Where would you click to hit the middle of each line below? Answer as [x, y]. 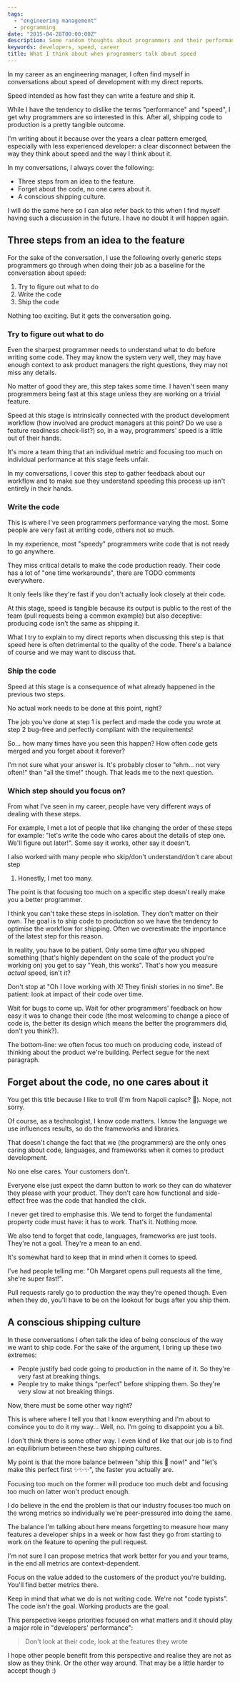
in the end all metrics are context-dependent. [74, 1563]
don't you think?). [33, 1031]
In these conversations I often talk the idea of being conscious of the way [115, 1339]
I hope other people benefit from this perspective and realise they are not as [120, 1655]
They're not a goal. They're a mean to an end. [75, 1243]
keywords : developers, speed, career [64, 47]
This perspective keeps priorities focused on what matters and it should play [120, 1620]
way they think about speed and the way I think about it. [90, 154]
